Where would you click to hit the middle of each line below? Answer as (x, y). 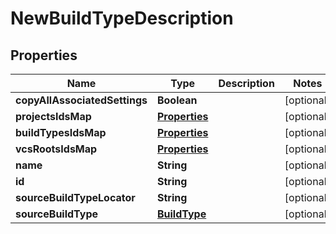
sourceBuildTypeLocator (75, 197)
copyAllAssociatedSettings (81, 100)
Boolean (177, 100)
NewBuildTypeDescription (122, 18)
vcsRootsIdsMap (56, 149)
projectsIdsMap (53, 116)
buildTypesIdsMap (61, 132)
